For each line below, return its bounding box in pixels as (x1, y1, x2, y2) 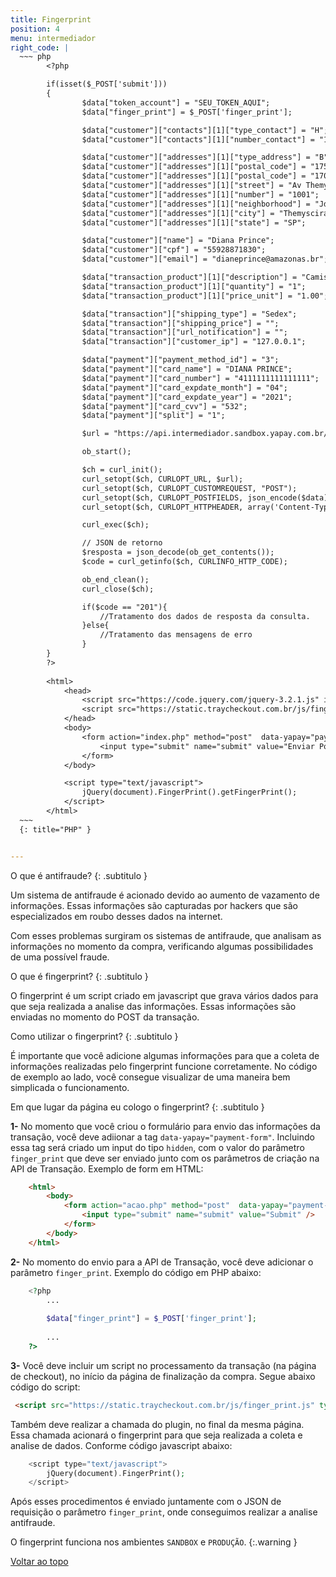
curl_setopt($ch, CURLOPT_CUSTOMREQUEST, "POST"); (81, 483, 298, 493)
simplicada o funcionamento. (10, 1081, 130, 1093)
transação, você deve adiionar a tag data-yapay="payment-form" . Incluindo (10, 1131, 315, 1143)
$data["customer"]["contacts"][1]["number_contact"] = (81, 134, 315, 145)
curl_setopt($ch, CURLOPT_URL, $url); (81, 474, 244, 484)
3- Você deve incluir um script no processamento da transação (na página (10, 1359, 317, 1371)
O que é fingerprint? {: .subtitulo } (10, 970, 149, 982)
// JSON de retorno (81, 538, 163, 548)
